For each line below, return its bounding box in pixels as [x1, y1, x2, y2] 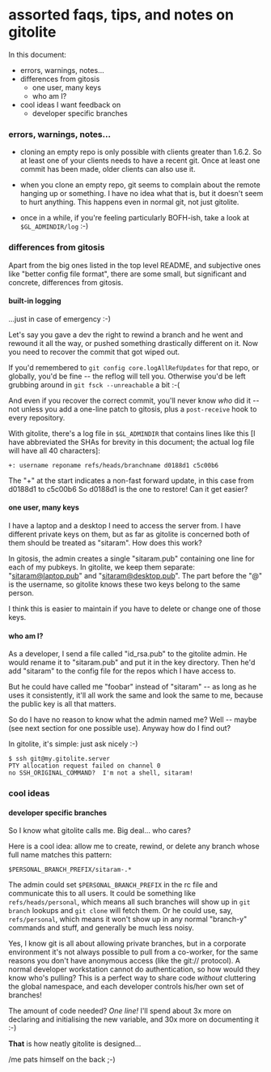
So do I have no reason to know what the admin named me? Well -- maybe [8, 715, 257, 724]
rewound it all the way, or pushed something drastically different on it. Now [8, 338, 259, 348]
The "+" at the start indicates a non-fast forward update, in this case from [8, 476, 255, 485]
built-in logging [8, 296, 62, 305]
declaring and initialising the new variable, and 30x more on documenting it [8, 1014, 260, 1024]
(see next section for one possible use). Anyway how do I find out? [8, 724, 231, 733]
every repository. [8, 412, 66, 422]
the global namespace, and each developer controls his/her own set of [8, 982, 244, 992]
